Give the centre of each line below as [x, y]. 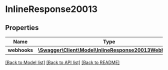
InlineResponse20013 [51, 9]
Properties [22, 28]
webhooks [20, 50]
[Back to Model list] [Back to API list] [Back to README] [62, 62]
